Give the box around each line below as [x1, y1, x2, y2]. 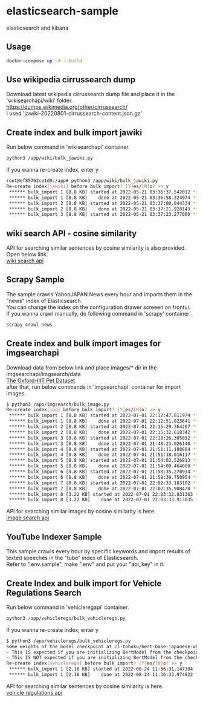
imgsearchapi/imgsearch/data [6, 370, 82, 377]
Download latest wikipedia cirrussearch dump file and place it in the [6, 91, 175, 98]
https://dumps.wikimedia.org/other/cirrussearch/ [6, 103, 128, 111]
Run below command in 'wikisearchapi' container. [6, 143, 130, 151]
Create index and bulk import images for [6, 339, 161, 349]
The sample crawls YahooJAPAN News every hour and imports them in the [6, 290, 192, 297]
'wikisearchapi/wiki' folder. [6, 97, 73, 104]
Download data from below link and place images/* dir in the [6, 364, 157, 371]
